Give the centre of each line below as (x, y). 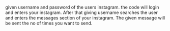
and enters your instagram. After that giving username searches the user (81, 12)
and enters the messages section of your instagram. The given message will (85, 18)
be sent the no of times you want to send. (49, 23)
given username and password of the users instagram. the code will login (82, 7)
